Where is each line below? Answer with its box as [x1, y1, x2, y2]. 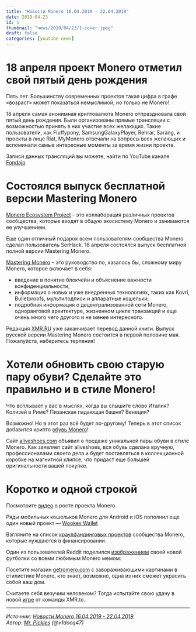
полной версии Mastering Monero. [6, 247, 91, 255]
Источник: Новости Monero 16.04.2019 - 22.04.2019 [6, 613, 134, 620]
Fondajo [6, 159, 26, 166]
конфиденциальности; [14, 282, 70, 290]
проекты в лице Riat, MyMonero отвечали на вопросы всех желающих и [6, 135, 185, 142]
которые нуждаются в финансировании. [6, 537, 107, 544]
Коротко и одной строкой [6, 483, 138, 496]
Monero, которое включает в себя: [6, 265, 93, 272]
